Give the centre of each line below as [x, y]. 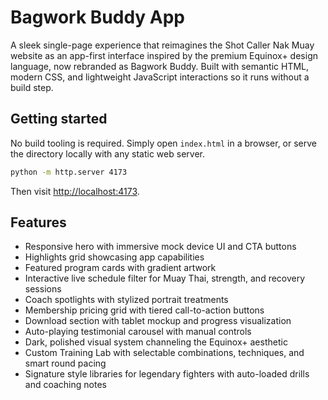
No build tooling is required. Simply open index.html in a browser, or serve [164, 143]
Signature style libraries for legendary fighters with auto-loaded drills [167, 374]
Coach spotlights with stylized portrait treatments [126, 300]
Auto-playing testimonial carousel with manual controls [138, 332]
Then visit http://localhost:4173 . [75, 191]
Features [38, 222]
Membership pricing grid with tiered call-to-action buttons [144, 310]
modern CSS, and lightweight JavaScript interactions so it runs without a [160, 77]
